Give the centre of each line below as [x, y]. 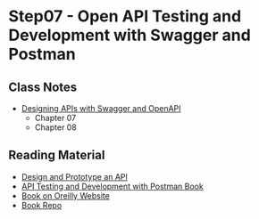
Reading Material [57, 155]
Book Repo [42, 205]
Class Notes [43, 87]
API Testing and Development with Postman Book [113, 186]
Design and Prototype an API [75, 176]
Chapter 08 [55, 127]
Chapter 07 [55, 118]
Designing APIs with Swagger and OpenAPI [101, 108]
